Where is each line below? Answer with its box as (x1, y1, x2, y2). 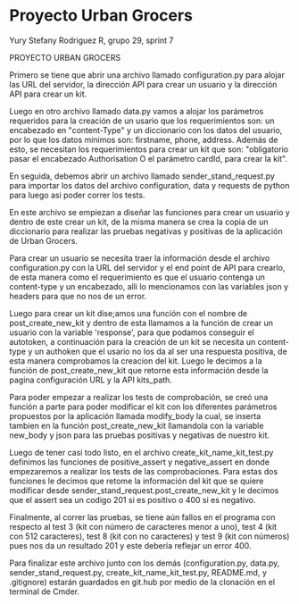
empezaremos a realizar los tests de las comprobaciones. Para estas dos (9, 466, 278, 476)
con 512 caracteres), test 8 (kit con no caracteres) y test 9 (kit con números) (9, 531, 290, 541)
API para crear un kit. (9, 88, 87, 99)
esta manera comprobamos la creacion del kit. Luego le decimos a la (9, 355, 262, 366)
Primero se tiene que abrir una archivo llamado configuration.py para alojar (9, 69, 286, 80)
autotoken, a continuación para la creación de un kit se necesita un (9, 336, 256, 347)
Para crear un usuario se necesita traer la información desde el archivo (9, 252, 270, 264)
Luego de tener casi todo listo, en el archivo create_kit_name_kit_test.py (9, 447, 274, 457)
